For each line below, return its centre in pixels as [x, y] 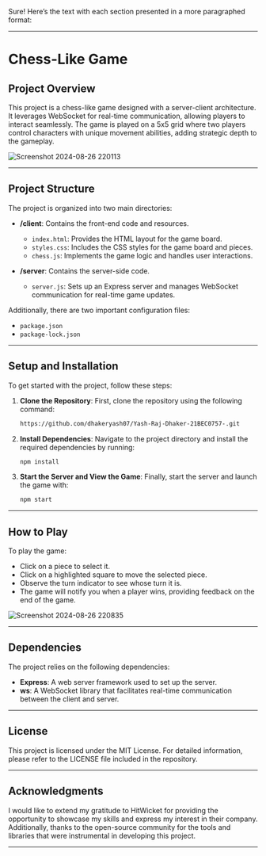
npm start [36, 500]
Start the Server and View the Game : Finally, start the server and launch [138, 477]
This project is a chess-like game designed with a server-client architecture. [132, 107]
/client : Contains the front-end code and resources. [104, 223]
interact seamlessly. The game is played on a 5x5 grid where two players [127, 124]
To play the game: [38, 551]
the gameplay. [31, 141]
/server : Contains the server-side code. [85, 271]
